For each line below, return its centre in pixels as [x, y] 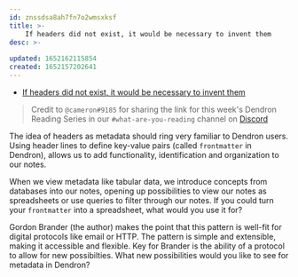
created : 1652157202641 [53, 67]
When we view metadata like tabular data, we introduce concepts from [138, 181]
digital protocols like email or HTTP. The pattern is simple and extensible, [143, 236]
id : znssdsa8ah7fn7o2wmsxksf [63, 17]
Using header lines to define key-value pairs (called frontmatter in [131, 145]
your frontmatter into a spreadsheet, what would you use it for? [126, 210]
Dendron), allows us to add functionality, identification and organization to [144, 154]
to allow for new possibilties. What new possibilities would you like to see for [149, 255]
